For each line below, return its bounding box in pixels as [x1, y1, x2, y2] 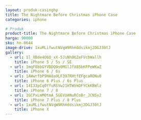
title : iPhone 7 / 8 [14, 88, 58, 93]
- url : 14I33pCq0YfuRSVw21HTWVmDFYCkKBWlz [10, 83, 102, 88]
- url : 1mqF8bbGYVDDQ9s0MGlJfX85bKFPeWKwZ [10, 64, 102, 69]
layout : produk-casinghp [5, 7, 58, 13]
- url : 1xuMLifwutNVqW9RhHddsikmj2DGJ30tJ [10, 102, 102, 107]
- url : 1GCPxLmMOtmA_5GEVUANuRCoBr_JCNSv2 [10, 92, 102, 98]
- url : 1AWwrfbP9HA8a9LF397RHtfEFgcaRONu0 [10, 74, 102, 79]
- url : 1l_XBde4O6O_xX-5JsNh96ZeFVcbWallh [10, 55, 102, 60]
